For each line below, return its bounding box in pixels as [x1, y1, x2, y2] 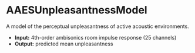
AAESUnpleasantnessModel [6, 3, 148, 17]
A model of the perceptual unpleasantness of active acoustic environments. [6, 23, 189, 30]
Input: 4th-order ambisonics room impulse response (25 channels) [14, 34, 177, 41]
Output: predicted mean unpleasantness [14, 40, 113, 47]
